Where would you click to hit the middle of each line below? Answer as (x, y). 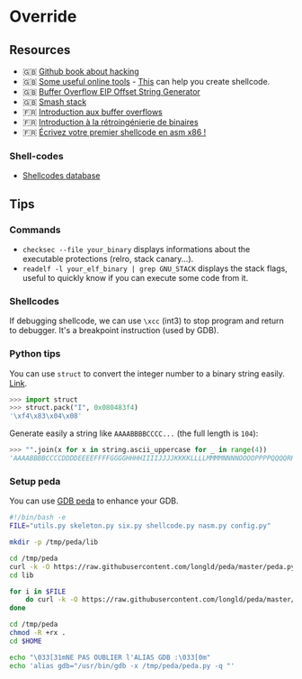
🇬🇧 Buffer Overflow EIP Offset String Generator (111, 91)
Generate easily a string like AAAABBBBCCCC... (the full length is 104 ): (134, 433)
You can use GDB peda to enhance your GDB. (94, 501)
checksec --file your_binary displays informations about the (136, 249)
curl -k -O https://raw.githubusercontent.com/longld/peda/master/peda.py (152, 566)
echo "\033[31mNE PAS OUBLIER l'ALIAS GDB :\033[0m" (110, 657)
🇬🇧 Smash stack (54, 102)
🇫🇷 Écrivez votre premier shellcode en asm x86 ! (114, 132)
